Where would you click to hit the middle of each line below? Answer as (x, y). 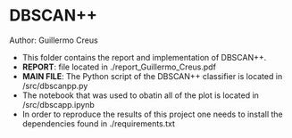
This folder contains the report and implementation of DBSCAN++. (144, 57)
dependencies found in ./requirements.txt (99, 123)
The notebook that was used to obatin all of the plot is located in (140, 95)
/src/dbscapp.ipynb (58, 104)
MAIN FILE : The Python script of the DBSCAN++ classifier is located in (152, 76)
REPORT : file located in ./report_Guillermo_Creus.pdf (119, 67)
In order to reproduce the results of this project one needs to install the (152, 114)
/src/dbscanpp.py (55, 85)
